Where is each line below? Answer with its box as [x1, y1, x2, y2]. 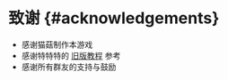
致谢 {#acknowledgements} [8, 8, 220, 28]
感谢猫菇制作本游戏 [21, 39, 93, 50]
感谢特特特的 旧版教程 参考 [21, 50, 121, 60]
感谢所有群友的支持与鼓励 [21, 61, 117, 72]
